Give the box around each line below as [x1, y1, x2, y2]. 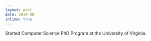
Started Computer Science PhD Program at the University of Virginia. [5, 30, 147, 36]
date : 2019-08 [5, 12, 35, 17]
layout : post [5, 7, 32, 12]
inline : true [5, 16, 32, 21]
